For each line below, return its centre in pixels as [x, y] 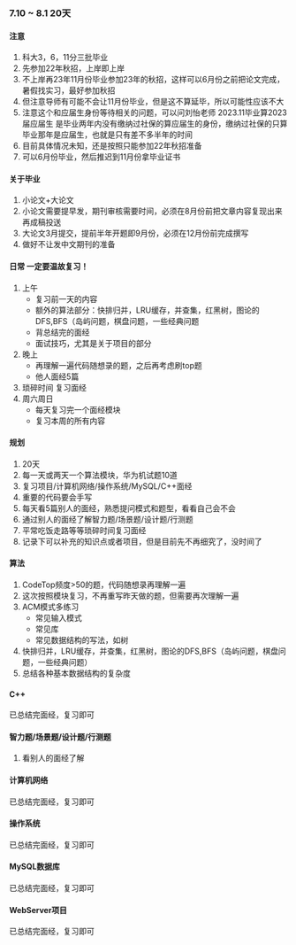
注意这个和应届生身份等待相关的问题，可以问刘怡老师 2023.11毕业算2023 [154, 112]
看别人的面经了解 [53, 758]
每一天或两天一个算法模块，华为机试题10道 [100, 475]
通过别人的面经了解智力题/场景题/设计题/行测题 [107, 519]
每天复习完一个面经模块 [78, 409]
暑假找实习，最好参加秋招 [68, 90]
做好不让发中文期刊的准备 [68, 244]
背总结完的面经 [62, 332]
